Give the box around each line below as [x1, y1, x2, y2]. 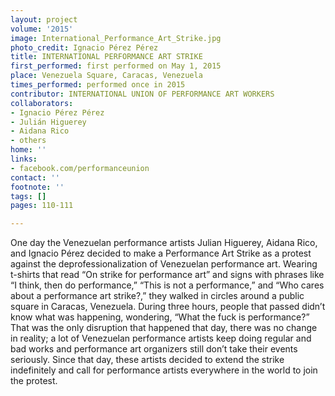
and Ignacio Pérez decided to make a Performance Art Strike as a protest [10, 247, 312, 260]
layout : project [10, 14, 78, 25]
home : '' [10, 145, 47, 155]
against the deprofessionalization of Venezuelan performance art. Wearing [10, 258, 318, 270]
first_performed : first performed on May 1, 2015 [10, 61, 222, 71]
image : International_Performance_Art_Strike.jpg [10, 33, 222, 43]
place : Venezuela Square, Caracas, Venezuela [10, 71, 203, 81]
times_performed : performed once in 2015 [10, 80, 186, 90]
